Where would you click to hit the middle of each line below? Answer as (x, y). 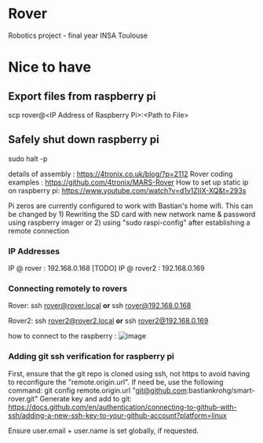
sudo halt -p (28, 159)
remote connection (39, 231)
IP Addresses (34, 251)
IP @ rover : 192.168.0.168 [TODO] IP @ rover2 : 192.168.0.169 (107, 269)
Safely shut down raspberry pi (84, 139)
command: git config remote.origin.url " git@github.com (97, 390)
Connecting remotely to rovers (68, 288)
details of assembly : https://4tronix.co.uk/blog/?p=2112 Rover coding (121, 174)
